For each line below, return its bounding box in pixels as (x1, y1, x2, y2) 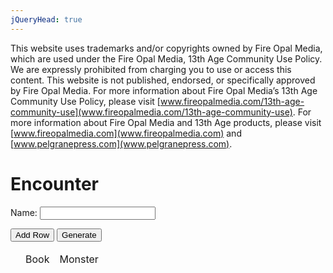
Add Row (15, 229, 50, 240)
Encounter (10, 172, 100, 195)
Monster (59, 252, 99, 266)
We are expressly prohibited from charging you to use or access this (10, 63, 292, 75)
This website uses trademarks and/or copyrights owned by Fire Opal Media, (10, 42, 323, 54)
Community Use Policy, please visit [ (10, 95, 161, 107)
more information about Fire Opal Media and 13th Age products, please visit (10, 116, 322, 128)
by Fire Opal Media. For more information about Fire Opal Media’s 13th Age (10, 84, 318, 96)
